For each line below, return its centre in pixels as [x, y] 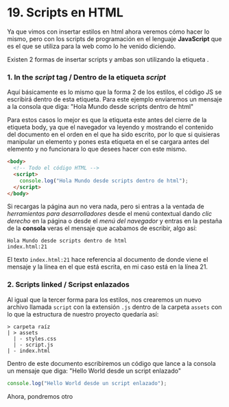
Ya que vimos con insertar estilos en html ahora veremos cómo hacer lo [108, 32]
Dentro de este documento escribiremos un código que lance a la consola [111, 363]
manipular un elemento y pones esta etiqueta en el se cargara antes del [108, 142]
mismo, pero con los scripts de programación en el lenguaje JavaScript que [114, 38]
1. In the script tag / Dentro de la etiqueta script [87, 77]
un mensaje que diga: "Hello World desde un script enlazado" [94, 371]
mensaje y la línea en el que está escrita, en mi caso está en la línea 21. [107, 267]
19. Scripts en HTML [65, 13]
